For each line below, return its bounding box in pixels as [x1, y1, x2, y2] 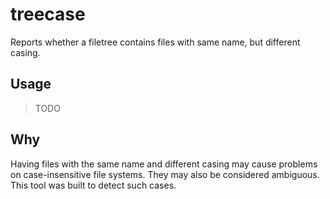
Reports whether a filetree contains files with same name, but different [10, 36, 301, 48]
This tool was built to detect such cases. [10, 179, 177, 191]
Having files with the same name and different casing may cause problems [10, 158, 318, 170]
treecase [10, 3, 86, 26]
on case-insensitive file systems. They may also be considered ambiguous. [10, 168, 320, 180]
